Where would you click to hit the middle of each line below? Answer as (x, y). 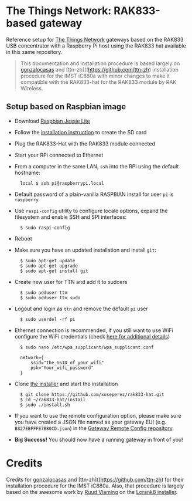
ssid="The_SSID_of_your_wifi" (67, 363)
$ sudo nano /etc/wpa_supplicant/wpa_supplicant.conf (87, 347)
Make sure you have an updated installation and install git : (85, 250)
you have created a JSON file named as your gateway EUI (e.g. (90, 422)
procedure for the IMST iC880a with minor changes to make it (95, 76)
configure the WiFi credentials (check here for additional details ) (92, 336)
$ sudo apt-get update (48, 260)
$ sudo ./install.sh (45, 405)
